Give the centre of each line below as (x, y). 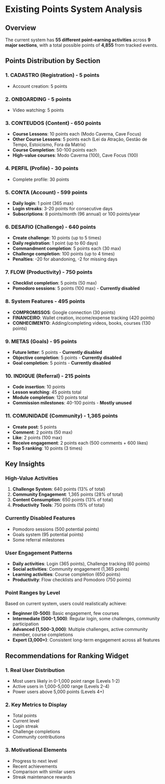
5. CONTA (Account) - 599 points (46, 192)
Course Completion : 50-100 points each (54, 150)
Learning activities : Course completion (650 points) (66, 574)
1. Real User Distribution (35, 670)
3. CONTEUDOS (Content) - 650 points (53, 123)
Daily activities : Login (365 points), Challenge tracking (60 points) (81, 564)
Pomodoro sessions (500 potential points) (56, 529)
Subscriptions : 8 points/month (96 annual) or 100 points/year (76, 214)
